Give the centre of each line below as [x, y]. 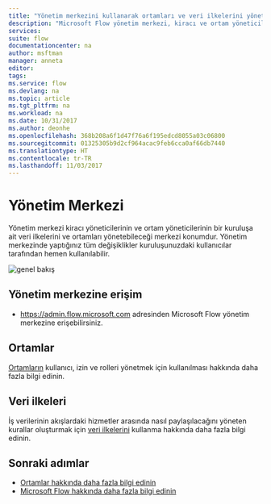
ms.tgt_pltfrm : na [39, 106]
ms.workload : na [35, 114]
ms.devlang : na [34, 91]
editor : [21, 69]
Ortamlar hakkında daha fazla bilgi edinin [88, 483]
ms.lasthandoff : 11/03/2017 [56, 166]
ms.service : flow [38, 83]
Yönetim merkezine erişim [75, 295]
